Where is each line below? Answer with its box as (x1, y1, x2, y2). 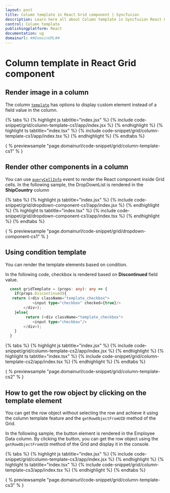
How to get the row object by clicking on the (5, 388, 147, 397)
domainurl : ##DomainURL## (5, 36, 60, 41)
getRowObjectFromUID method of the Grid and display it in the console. (5, 441, 150, 447)
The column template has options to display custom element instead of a (5, 102, 157, 108)
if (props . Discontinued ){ (14, 291, 67, 296)
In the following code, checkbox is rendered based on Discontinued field (5, 271, 158, 277)
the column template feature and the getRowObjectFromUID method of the (5, 415, 156, 421)
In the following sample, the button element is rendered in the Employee (5, 430, 155, 436)
